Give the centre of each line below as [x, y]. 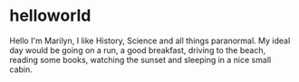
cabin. [21, 69]
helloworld [50, 16]
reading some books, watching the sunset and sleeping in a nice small [140, 59]
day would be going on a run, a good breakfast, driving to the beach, [137, 50]
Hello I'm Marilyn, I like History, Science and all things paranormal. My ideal [150, 41]
